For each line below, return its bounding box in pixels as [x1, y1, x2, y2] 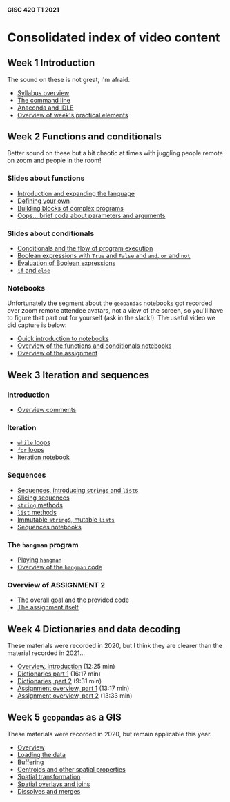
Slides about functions [7, 173, 85, 183]
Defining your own [17, 197, 70, 205]
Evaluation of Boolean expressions [17, 259, 116, 267]
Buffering [17, 758, 44, 766]
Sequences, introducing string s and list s [17, 486, 139, 494]
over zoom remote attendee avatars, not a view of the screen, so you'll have [7, 306, 224, 315]
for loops [17, 446, 45, 454]
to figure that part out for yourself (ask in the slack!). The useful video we [7, 314, 216, 322]
